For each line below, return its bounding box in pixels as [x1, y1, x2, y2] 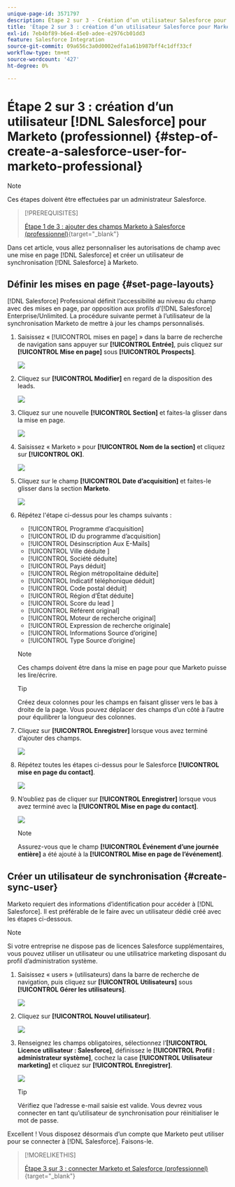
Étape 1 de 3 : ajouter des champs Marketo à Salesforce [24, 222, 185, 231]
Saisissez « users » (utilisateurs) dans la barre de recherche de [17, 970, 199, 979]
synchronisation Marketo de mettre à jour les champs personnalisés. [7, 320, 205, 328]
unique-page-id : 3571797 [7, 10, 80, 18]
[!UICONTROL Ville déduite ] [27, 547, 110, 556]
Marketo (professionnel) [7, 128, 152, 144]
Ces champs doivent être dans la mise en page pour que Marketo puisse [17, 664, 227, 672]
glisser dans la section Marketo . [17, 484, 111, 493]
